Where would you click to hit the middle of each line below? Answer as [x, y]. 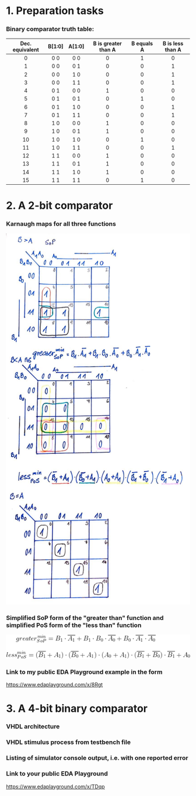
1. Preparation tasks [55, 11]
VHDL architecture [33, 726]
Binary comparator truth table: [50, 29]
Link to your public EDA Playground [57, 774]
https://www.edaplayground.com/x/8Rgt [55, 685]
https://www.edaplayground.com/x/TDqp [55, 786]
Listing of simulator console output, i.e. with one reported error [97, 758]
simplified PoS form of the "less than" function [74, 625]
